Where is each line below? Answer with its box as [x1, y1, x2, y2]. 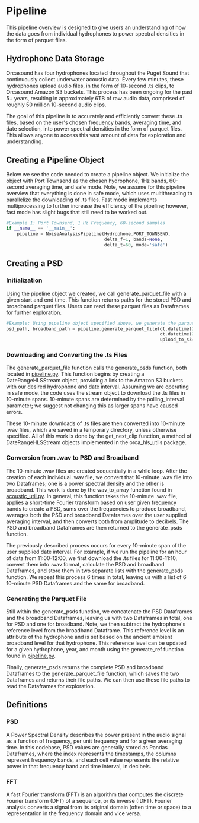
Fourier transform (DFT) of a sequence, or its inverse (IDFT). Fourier [6, 797, 172, 804]
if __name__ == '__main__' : [6, 226, 76, 232]
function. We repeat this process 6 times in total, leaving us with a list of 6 [6, 573, 187, 580]
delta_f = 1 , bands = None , [104, 236, 163, 243]
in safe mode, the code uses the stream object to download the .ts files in [6, 390, 185, 397]
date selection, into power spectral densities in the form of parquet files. [6, 125, 182, 132]
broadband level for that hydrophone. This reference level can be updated [6, 640, 187, 647]
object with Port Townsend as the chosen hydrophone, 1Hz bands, [6, 177, 168, 184]
